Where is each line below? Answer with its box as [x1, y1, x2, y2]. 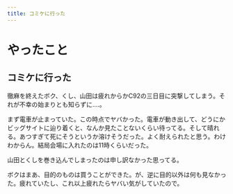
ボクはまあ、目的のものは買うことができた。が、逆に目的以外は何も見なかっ [7, 170, 227, 179]
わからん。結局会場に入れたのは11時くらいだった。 [7, 141, 153, 149]
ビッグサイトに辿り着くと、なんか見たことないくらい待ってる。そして [7, 123, 207, 132]
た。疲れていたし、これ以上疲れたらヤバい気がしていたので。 [7, 179, 184, 187]
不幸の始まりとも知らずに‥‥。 [19, 100, 106, 108]
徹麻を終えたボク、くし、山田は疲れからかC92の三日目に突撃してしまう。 [7, 91, 219, 100]
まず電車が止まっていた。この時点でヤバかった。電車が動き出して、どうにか [7, 115, 226, 123]
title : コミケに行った [7, 10, 66, 17]
